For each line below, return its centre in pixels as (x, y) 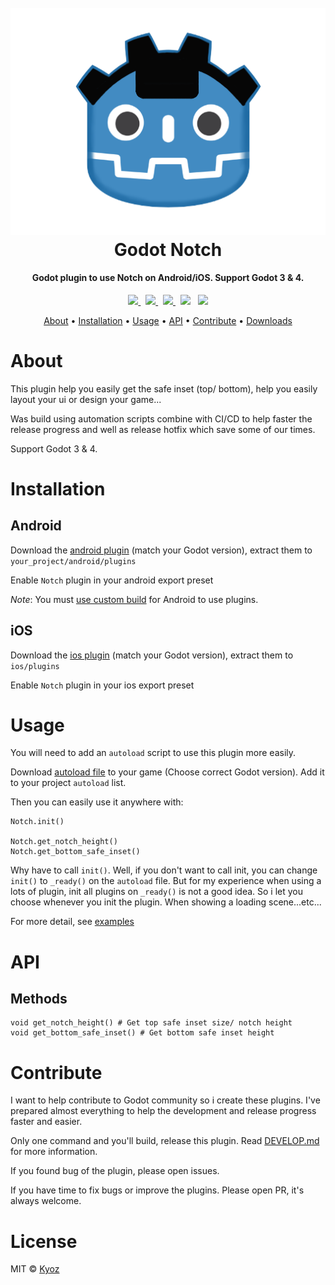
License (44, 1241)
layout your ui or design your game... (86, 399)
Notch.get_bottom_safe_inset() (75, 852)
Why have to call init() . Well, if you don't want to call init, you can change (164, 870)
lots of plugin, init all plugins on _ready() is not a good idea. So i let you (156, 892)
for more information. (54, 1152)
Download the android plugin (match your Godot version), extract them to (161, 550)
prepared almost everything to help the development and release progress (163, 1111)
